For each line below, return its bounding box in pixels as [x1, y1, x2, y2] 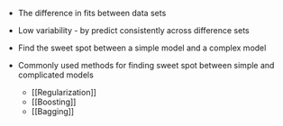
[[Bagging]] [31, 106, 75, 116]
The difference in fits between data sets [17, 8, 167, 18]
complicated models [17, 69, 95, 80]
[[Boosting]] [31, 96, 77, 107]
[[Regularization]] [31, 87, 97, 97]
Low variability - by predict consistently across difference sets [17, 25, 250, 35]
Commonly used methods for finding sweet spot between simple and [17, 60, 275, 70]
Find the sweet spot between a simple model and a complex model [17, 42, 267, 53]
